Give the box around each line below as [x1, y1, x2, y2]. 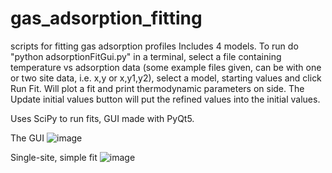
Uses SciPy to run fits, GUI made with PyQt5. [10, 112, 195, 124]
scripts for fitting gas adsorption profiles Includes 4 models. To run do [10, 40, 299, 52]
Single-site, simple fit [10, 151, 98, 163]
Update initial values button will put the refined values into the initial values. [10, 93, 321, 105]
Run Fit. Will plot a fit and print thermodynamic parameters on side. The [10, 82, 305, 94]
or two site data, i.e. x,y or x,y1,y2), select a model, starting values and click [10, 72, 322, 84]
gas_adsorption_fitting [10, 7, 203, 30]
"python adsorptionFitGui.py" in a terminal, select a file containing [10, 50, 282, 62]
